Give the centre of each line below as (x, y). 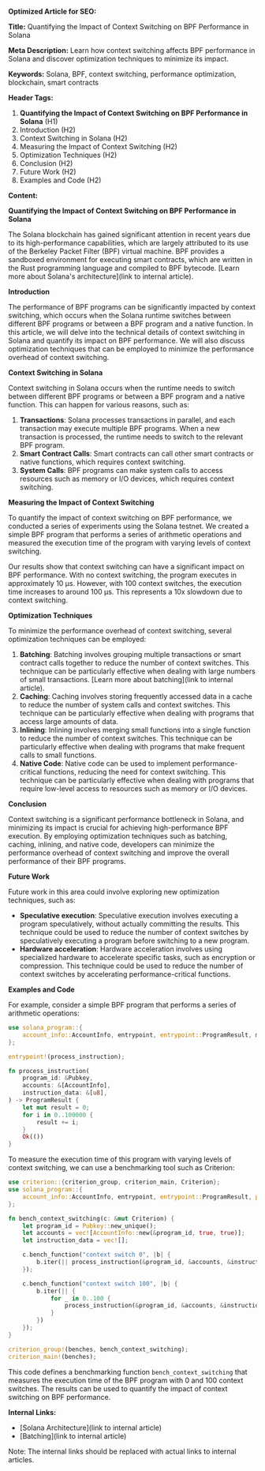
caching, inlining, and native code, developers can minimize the (112, 844)
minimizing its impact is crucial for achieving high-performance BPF (118, 827)
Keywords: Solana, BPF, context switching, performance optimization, (122, 74)
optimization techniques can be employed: (77, 639)
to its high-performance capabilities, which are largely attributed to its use (129, 243)
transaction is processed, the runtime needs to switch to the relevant (131, 437)
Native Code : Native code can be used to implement (105, 764)
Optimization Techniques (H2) (68, 155)
